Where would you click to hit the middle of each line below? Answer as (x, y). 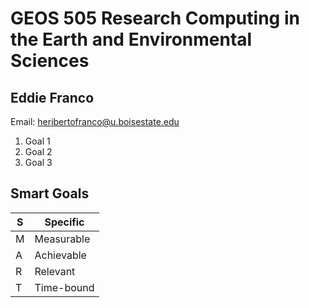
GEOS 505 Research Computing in (155, 18)
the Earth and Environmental (131, 39)
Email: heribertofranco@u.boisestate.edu (95, 121)
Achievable (60, 255)
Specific (64, 222)
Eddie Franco (52, 97)
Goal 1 (37, 141)
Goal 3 (38, 162)
